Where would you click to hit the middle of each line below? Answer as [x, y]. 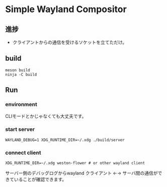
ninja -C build [21, 74]
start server [20, 129]
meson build [18, 70]
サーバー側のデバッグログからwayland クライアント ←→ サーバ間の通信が [81, 173]
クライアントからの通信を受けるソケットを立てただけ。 [70, 42]
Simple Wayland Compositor [66, 9]
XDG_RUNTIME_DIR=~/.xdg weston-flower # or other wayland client [75, 163]
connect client [23, 153]
